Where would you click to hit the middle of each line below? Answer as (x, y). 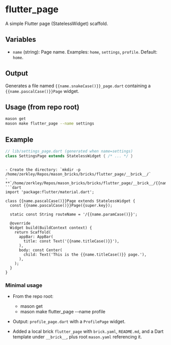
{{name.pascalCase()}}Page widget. (42, 91)
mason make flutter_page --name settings (50, 124)
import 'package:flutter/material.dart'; (50, 192)
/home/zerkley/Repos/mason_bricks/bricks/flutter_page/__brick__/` (78, 174)
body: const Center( (40, 250)
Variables (21, 40)
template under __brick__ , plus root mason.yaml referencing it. (77, 337)
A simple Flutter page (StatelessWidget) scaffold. (57, 23)
